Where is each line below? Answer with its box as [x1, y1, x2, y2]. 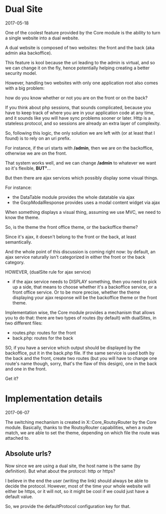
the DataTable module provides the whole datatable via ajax [12, 194, 135, 200]
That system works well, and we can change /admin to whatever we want [5, 160, 157, 166]
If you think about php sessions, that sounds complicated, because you [5, 104, 152, 110]
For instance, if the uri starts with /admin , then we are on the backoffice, [5, 145, 154, 151]
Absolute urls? [5, 450, 52, 458]
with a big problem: [5, 85, 45, 91]
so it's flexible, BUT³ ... [5, 165, 51, 171]
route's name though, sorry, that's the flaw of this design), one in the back [5, 360, 158, 366]
